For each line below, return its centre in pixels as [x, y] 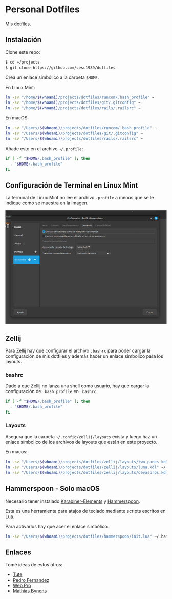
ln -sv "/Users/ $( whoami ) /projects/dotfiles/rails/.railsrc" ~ [74, 139]
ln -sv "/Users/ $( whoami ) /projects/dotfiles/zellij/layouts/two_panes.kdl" [88, 462]
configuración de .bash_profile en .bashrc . [51, 391]
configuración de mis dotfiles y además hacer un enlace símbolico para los [84, 356]
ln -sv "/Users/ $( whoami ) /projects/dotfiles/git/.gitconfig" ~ [74, 133]
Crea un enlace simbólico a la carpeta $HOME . [52, 77]
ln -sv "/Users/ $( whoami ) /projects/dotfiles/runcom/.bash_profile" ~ [81, 128]
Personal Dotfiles [43, 9]
